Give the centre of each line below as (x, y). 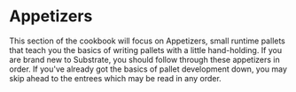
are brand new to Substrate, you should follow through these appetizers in (145, 59)
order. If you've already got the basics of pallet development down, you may (148, 69)
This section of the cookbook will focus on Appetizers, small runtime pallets (148, 41)
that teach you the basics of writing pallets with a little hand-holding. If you (146, 50)
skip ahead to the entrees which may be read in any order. (115, 78)
